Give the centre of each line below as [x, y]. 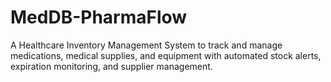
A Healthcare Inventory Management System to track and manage [146, 45]
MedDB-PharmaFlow [99, 17]
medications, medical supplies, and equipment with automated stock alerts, [166, 55]
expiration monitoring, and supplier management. [111, 66]
